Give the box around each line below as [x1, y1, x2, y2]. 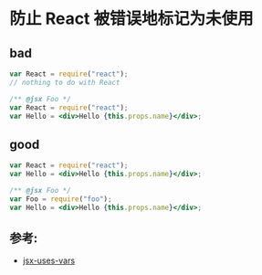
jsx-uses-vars [22, 255, 76, 266]
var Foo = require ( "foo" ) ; [9, 194, 112, 204]
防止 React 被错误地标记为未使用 [9, 8, 254, 29]
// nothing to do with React [9, 78, 121, 87]
